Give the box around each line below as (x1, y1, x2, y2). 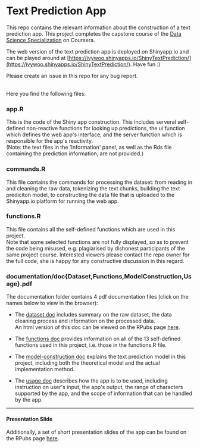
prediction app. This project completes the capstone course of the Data (6, 30, 182, 37)
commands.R (6, 165, 46, 173)
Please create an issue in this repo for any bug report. (6, 72, 138, 79)
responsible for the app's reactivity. (6, 137, 93, 145)
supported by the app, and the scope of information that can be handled (14, 390, 192, 397)
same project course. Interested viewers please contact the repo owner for (6, 251, 190, 258)
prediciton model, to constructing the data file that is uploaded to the (6, 191, 175, 198)
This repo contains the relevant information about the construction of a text (6, 24, 190, 31)
